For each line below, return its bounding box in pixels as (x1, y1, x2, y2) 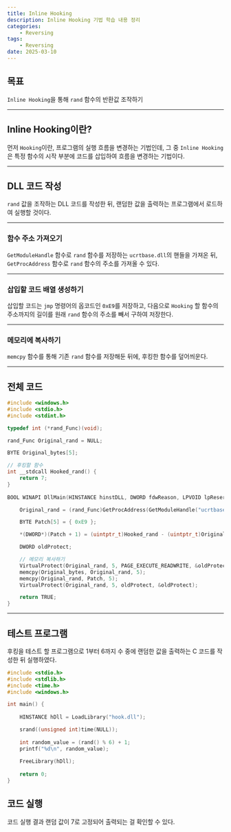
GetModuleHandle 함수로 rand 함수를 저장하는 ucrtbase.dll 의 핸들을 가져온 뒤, (7, 250, 218, 259)
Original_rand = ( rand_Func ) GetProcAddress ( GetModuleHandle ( (19, 506, 198, 513)
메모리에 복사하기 (7, 335, 61, 344)
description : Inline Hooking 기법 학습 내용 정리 (7, 17, 141, 23)
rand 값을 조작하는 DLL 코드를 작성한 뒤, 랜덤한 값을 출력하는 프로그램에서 (7, 200, 205, 208)
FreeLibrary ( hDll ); (19, 758, 76, 765)
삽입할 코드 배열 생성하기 (7, 285, 84, 294)
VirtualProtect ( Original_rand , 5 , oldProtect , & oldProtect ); (19, 582, 198, 589)
